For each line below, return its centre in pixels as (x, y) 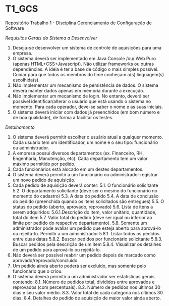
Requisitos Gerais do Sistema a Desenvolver (51, 38)
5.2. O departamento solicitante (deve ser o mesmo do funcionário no (85, 190)
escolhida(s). (26, 80)
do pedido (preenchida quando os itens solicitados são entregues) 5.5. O (88, 201)
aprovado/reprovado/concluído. (46, 260)
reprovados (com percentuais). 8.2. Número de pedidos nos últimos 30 (86, 287)
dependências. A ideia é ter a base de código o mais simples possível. (86, 69)
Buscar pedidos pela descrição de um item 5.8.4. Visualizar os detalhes (87, 244)
